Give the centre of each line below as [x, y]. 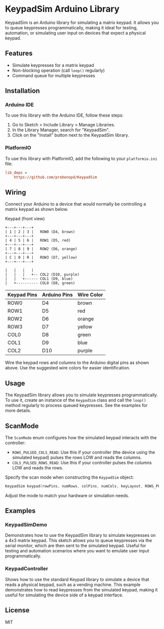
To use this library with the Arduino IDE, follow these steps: [64, 115]
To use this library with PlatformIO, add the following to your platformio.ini [81, 158]
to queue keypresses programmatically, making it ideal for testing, [72, 27]
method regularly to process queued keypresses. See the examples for [76, 406]
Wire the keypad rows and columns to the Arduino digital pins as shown [77, 363]
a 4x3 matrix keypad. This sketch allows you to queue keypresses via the [79, 541]
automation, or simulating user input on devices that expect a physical [75, 33]
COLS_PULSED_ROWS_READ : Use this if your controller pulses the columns [82, 463]
